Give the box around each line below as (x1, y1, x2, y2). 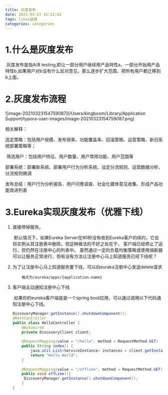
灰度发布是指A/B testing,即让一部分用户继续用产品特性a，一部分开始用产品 (6, 62, 160, 68)
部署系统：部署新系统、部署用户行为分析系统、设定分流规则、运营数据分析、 (5, 164, 163, 170)
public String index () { (21, 344, 73, 349)
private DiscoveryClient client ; (21, 330, 91, 335)
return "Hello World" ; (30, 353, 78, 358)
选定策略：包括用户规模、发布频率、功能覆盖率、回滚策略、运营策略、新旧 (5, 137, 158, 143)
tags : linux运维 (5, 16, 37, 21)
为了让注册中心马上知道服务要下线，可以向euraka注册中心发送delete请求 (12, 264, 162, 270)
